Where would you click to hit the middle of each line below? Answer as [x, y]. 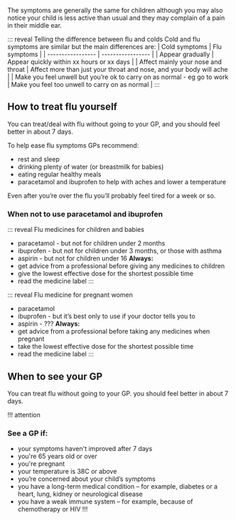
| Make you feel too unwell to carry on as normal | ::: [84, 84]
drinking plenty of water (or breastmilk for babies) [91, 166]
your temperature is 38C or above [67, 472]
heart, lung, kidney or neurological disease [80, 494]
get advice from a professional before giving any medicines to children [121, 266]
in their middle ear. [35, 25]
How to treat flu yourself [62, 107]
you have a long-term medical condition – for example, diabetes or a [118, 487]
